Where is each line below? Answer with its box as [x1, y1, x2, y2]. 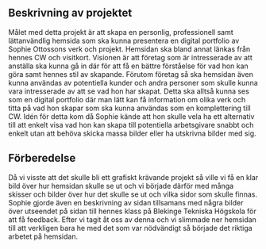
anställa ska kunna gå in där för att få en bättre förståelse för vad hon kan [8, 61, 249, 71]
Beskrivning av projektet [8, 6, 133, 20]
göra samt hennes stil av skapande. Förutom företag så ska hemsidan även [8, 69, 254, 79]
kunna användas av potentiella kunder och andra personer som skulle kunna [8, 78, 258, 87]
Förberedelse [8, 151, 76, 165]
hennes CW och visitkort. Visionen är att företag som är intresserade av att [8, 52, 253, 62]
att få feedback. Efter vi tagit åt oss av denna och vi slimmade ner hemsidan [8, 214, 256, 224]
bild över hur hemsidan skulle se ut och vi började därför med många [8, 181, 234, 190]
